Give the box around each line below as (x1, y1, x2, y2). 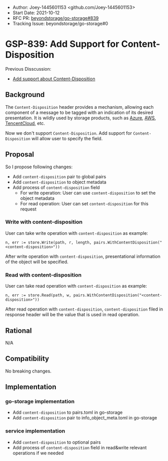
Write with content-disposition (5, 219, 83, 226)
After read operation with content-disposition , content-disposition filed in (5, 306, 163, 312)
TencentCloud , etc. (5, 120, 45, 126)
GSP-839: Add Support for (5, 38, 119, 50)
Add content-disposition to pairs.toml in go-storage (12, 409, 123, 416)
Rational (5, 326, 32, 335)
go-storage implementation (5, 398, 75, 405)
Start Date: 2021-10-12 (12, 10, 60, 16)
